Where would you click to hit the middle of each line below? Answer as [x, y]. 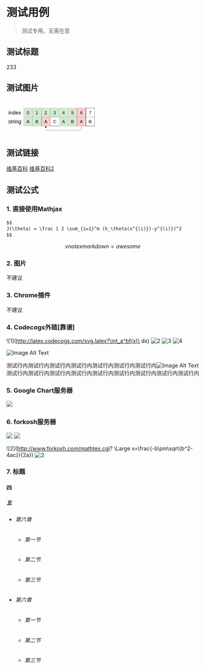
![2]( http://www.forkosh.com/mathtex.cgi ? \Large [68, 448]
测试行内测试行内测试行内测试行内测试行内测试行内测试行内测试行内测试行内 [103, 373]
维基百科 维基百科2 [30, 168]
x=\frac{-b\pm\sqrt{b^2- [162, 448]
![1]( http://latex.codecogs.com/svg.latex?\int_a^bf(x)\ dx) [78, 341]
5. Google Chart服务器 [40, 390]
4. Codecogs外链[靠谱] [41, 327]
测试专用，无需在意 [46, 31]
